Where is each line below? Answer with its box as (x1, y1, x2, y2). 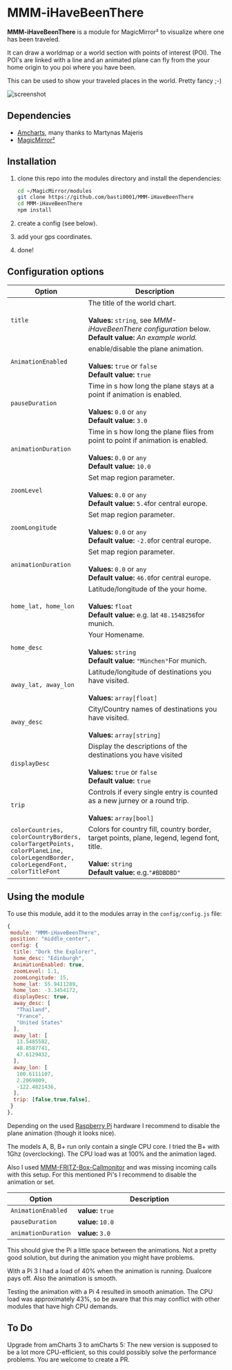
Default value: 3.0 (88, 415, 148, 425)
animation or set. (7, 1177, 55, 1186)
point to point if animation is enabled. (88, 435, 209, 445)
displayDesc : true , (13, 993, 70, 1000)
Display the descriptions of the (88, 741, 188, 751)
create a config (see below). (17, 219, 98, 227)
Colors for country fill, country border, (88, 824, 212, 834)
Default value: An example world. (88, 332, 197, 342)
